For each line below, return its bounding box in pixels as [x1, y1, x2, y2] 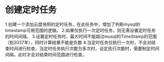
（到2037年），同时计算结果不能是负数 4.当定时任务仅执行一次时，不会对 [5, 39, 152, 45]
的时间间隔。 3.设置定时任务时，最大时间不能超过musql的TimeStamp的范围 [5, 33, 157, 39]
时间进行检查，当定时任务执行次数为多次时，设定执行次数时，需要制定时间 [9, 46, 160, 51]
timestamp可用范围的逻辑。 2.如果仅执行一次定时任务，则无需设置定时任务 [5, 27, 156, 33]
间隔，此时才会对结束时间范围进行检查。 [5, 51, 87, 57]
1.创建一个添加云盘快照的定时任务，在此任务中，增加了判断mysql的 [5, 21, 141, 27]
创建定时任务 [5, 4, 57, 15]
